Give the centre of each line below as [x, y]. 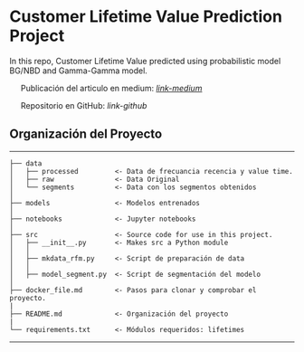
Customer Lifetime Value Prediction [146, 17]
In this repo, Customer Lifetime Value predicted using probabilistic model [145, 61]
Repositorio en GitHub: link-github [84, 105]
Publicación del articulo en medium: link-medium [112, 88]
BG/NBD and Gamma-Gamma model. [78, 71]
